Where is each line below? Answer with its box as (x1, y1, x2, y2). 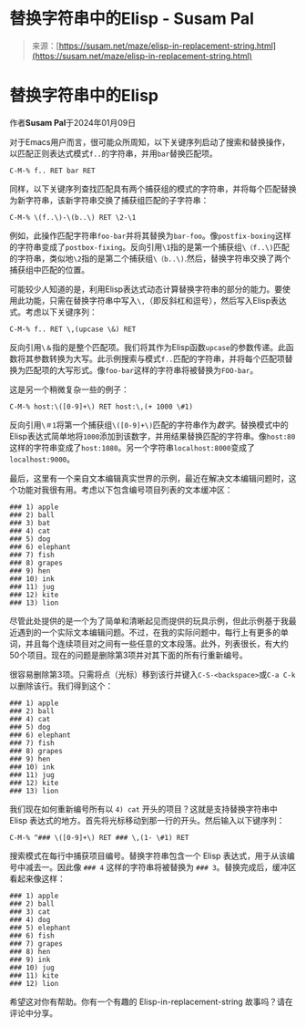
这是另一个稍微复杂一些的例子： (9, 384, 129, 395)
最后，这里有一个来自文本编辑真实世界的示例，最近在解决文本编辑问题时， (9, 472, 289, 483)
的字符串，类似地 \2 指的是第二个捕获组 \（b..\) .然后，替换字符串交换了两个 (9, 253, 291, 264)
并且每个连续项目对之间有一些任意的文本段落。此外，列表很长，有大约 (25, 638, 289, 648)
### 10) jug (9, 963, 55, 972)
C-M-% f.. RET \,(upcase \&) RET (9, 325, 137, 334)
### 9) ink (9, 955, 51, 964)
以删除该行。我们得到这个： (9, 680, 114, 691)
